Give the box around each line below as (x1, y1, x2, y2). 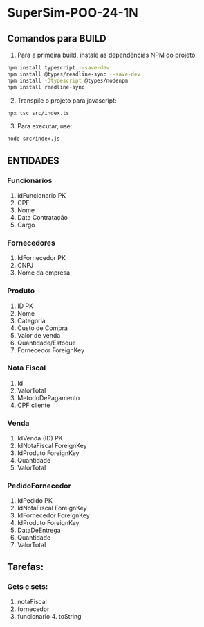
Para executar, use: (17, 122, 73, 130)
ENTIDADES (7, 155, 60, 166)
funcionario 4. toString (17, 612, 82, 621)
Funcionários (7, 175, 53, 185)
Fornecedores (7, 238, 55, 248)
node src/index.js (7, 135, 60, 143)
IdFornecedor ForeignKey (17, 511, 90, 519)
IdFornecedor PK (17, 254, 66, 262)
